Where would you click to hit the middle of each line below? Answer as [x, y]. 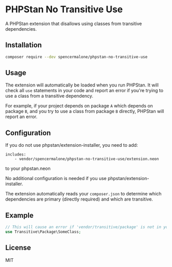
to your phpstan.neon [28, 169]
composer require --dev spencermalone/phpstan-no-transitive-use [76, 57]
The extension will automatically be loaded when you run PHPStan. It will [82, 85]
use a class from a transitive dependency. [49, 96]
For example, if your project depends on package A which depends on [79, 106]
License [18, 248]
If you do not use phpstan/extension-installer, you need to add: [72, 145]
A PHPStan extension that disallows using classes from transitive [74, 24]
